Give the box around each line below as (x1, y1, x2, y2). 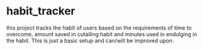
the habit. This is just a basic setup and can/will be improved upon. (6, 37, 174, 44)
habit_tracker (6, 4, 76, 18)
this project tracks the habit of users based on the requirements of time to (6, 24, 192, 31)
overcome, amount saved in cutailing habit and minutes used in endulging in (6, 30, 198, 37)
